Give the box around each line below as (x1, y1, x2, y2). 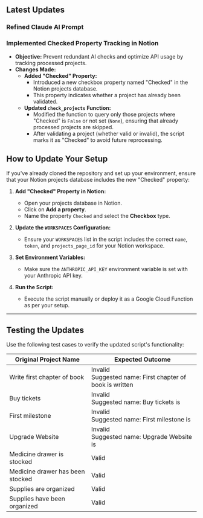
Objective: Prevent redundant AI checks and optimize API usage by (14, 53, 184, 60)
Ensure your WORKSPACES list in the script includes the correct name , (24, 235, 188, 243)
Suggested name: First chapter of (91, 373, 186, 382)
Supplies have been (9, 494, 65, 503)
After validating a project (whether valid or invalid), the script (33, 130, 184, 137)
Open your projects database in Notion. (24, 199, 123, 207)
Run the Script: (14, 284, 54, 291)
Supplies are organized (9, 485, 75, 493)
